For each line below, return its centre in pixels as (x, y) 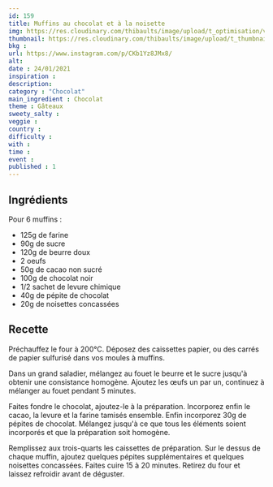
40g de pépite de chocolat (65, 295)
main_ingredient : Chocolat (56, 99)
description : (30, 84)
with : (19, 144)
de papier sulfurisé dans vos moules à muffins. (87, 357)
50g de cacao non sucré (61, 269)
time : (19, 152)
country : (25, 129)
